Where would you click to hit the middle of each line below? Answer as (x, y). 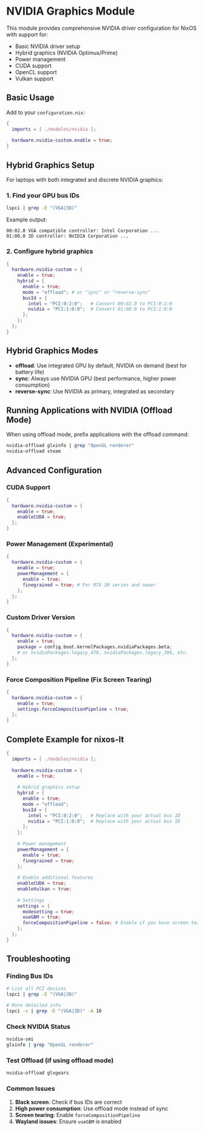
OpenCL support (36, 72)
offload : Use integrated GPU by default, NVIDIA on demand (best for (101, 365)
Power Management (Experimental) (60, 544)
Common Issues (31, 1088)
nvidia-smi (20, 1039)
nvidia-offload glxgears (38, 1073)
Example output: (27, 220)
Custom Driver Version (41, 617)
